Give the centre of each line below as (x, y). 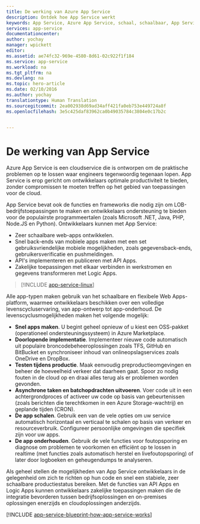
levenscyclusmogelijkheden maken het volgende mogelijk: (77, 315)
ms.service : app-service (37, 61)
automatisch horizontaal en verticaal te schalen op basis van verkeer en (103, 422)
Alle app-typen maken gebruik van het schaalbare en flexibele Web (89, 296)
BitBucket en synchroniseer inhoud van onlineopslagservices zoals (97, 352)
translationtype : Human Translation (51, 100)
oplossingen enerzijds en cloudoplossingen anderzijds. (74, 503)
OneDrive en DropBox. (42, 359)
